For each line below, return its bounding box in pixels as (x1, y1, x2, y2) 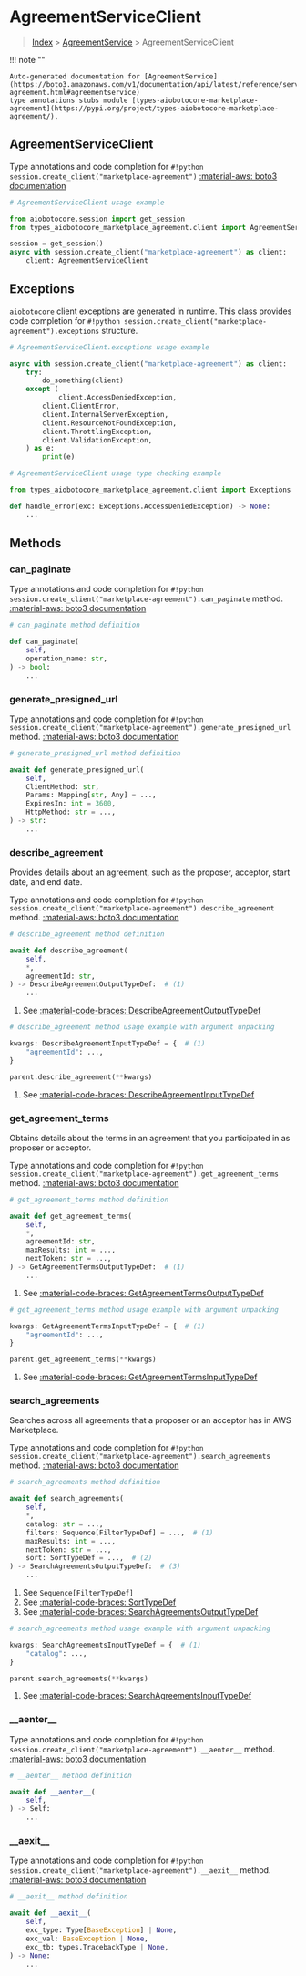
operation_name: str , (25, 654, 107, 663)
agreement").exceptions (9, 327, 100, 336)
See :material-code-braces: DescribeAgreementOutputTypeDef (22, 1005, 261, 1016)
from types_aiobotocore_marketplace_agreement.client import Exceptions (9, 485, 291, 494)
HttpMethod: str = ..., (25, 807, 117, 817)
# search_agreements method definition (9, 1478, 161, 1487)
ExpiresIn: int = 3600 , (25, 799, 117, 808)
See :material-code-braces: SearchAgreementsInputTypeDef (22, 1690, 252, 1701)
